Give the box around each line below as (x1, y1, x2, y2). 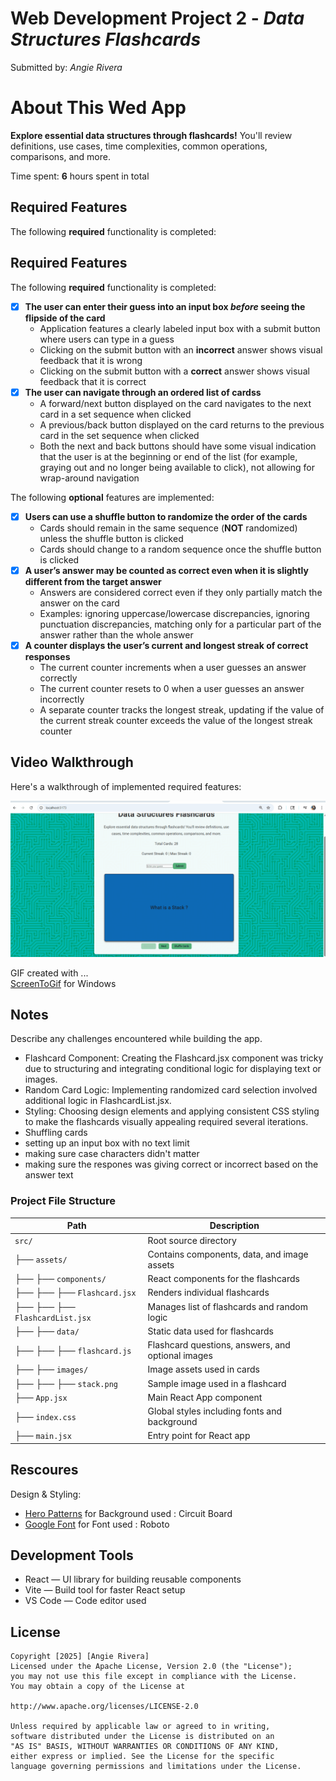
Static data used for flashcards (147, 1325, 274, 1337)
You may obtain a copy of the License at (10, 1682, 186, 1692)
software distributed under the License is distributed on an (10, 1732, 275, 1742)
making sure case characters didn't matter (24, 1148, 200, 1160)
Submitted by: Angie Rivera (10, 61, 123, 73)
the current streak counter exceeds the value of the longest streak (39, 714, 313, 726)
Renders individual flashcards (147, 1287, 270, 1299)
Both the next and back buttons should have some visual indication (39, 440, 317, 452)
